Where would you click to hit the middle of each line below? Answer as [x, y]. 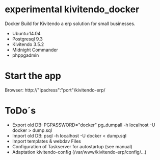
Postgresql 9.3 [27, 39]
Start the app [33, 76]
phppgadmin [25, 55]
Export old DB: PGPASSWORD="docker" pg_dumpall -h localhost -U [84, 125]
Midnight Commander [35, 50]
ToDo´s [20, 111]
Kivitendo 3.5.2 [28, 44]
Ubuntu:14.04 [26, 33]
